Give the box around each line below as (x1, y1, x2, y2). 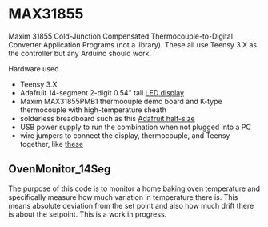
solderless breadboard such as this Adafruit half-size (19, 113, 195, 123)
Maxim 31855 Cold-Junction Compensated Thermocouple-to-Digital (8, 31, 234, 41)
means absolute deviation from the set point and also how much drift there (8, 201, 254, 210)
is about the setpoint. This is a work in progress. (8, 209, 167, 219)
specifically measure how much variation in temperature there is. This (8, 192, 238, 201)
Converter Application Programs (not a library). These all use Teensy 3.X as (8, 39, 258, 49)
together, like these (19, 139, 84, 148)
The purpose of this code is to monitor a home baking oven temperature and (8, 184, 261, 193)
